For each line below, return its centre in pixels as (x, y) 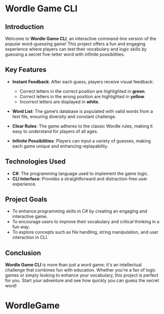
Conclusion (23, 253)
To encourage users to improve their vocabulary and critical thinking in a (86, 222)
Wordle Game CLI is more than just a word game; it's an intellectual (73, 265)
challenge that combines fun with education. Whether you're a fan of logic (81, 270)
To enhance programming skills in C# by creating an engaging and (80, 211)
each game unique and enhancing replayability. (60, 146)
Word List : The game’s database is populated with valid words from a (82, 111)
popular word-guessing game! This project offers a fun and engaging (75, 44)
